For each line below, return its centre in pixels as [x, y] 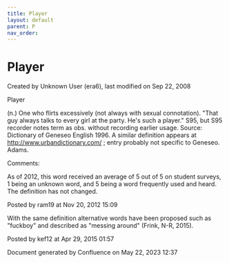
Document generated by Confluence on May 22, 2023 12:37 [92, 253]
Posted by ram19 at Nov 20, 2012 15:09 [62, 205]
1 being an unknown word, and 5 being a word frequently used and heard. [112, 184]
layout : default [30, 20]
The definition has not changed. [52, 192]
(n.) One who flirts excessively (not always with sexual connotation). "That [113, 113]
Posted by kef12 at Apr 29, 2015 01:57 [61, 239]
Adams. [18, 150]
